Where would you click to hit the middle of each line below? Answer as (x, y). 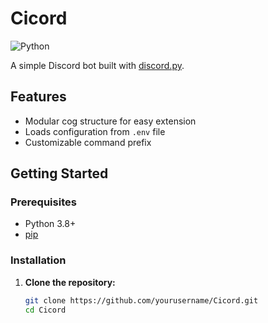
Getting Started (59, 173)
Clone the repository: (70, 282)
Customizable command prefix (88, 142)
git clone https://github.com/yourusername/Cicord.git (141, 300)
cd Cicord (45, 310)
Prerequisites (43, 202)
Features (38, 97)
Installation (38, 260)
